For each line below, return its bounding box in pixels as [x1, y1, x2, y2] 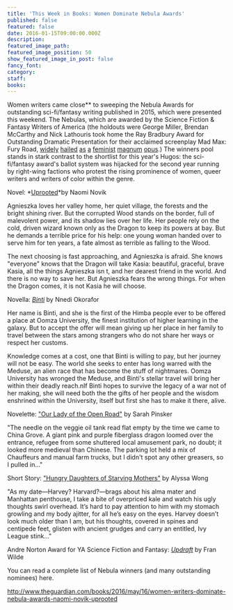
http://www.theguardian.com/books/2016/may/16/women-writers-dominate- [7, 587, 226, 596]
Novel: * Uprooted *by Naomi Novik [7, 188, 106, 197]
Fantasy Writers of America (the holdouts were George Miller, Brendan [7, 123, 209, 131]
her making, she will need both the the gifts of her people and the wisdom [7, 389, 219, 397]
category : [7, 68, 36, 75]
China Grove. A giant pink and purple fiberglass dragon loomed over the [7, 431, 214, 439]
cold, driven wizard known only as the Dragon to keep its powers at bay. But [7, 224, 225, 232]
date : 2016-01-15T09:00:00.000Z [7, 29, 101, 37]
